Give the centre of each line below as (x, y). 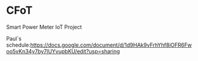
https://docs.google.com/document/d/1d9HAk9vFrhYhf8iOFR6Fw (111, 45)
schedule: (19, 45)
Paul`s (14, 38)
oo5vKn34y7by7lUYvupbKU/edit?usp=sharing (63, 51)
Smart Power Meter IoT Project (44, 27)
